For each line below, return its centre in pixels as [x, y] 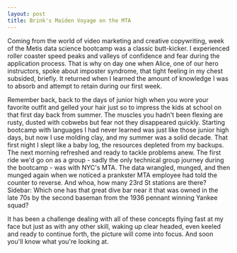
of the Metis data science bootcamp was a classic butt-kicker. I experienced [118, 48]
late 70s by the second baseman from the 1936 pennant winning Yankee [112, 197]
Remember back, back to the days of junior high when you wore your [108, 99]
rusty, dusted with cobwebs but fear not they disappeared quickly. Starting [116, 122]
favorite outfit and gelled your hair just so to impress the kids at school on [114, 107]
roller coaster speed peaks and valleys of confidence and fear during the [114, 56]
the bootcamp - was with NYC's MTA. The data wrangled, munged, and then [119, 167]
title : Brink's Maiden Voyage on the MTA [69, 21]
